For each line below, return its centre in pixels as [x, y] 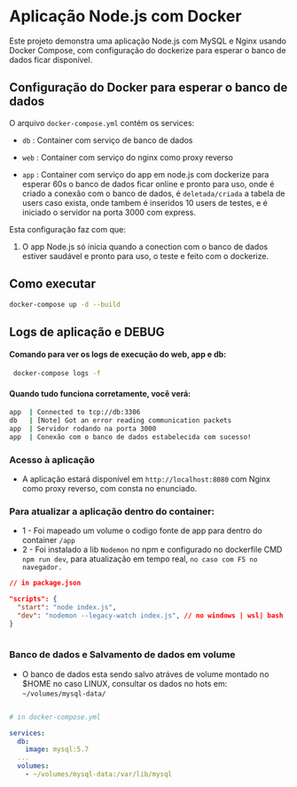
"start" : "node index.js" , [67, 607]
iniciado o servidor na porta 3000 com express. [109, 212]
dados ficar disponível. [51, 59]
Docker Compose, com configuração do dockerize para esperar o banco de [148, 50]
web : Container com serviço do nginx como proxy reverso [127, 157]
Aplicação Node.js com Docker [125, 16]
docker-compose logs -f [57, 374]
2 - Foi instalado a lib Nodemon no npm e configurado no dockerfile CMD [152, 550]
